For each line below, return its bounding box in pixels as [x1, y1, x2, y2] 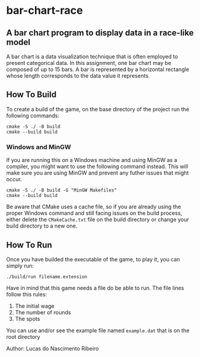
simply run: [6, 262, 34, 269]
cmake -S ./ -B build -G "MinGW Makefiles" [6, 187, 117, 193]
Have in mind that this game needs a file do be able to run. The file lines [6, 284, 184, 291]
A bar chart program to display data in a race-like [6, 28, 194, 38]
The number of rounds [14, 308, 71, 316]
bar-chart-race [6, 4, 83, 17]
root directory [6, 333, 40, 340]
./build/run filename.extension [6, 273, 87, 280]
